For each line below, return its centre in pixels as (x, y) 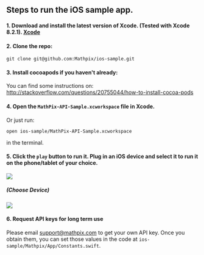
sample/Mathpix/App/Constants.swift (53, 246)
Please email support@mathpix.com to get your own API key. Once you (96, 232)
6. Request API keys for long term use (55, 219)
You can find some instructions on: (50, 86)
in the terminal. (25, 142)
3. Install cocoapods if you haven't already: (62, 72)
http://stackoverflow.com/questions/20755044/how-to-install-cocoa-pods (100, 92)
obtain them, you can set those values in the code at (72, 239)
